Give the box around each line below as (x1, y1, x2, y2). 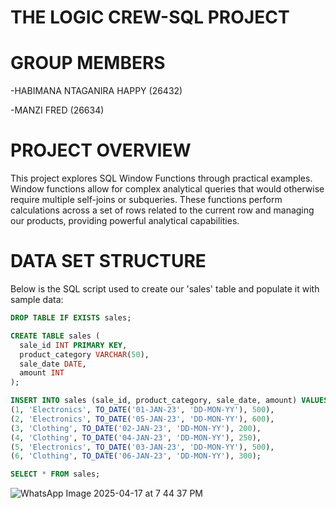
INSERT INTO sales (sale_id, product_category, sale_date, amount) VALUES (10, 396, 329, 406)
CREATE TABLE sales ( (10, 331, 101, 341)
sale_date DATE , (19, 359, 87, 369)
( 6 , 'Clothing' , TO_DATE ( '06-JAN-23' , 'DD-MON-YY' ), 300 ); (10, 451, 262, 461)
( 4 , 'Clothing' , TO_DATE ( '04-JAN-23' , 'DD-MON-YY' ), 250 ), (10, 432, 262, 443)
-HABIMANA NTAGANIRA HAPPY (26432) (10, 85, 183, 97)
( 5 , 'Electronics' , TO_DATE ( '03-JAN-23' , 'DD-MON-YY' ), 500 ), (10, 442, 275, 452)
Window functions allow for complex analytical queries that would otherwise (10, 183, 325, 195)
